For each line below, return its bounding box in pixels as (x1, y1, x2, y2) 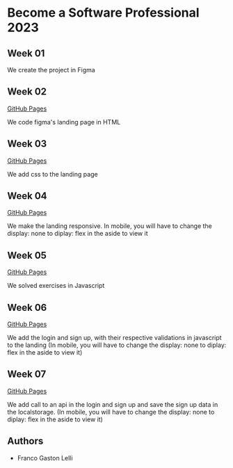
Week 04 (7, 190, 47, 202)
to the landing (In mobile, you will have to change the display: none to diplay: (7, 341, 227, 349)
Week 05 (7, 249, 47, 261)
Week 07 (7, 369, 47, 380)
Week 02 (7, 86, 47, 98)
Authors (7, 435, 44, 447)
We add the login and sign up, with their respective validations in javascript (7, 334, 222, 342)
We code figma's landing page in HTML (7, 118, 121, 126)
